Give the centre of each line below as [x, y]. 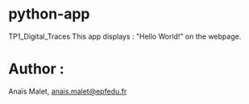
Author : [36, 69]
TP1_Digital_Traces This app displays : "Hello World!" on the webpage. [125, 36]
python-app [49, 14]
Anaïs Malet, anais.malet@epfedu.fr [68, 91]
